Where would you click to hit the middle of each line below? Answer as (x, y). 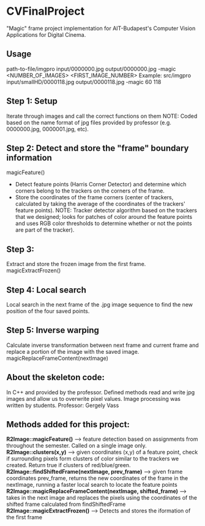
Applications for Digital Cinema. (46, 34)
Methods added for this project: (68, 425)
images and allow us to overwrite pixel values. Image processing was (93, 398)
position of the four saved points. (48, 311)
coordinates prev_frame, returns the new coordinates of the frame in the (97, 478)
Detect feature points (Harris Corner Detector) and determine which (101, 185)
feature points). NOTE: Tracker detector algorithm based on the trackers (106, 210)
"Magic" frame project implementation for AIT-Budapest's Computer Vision (101, 28)
